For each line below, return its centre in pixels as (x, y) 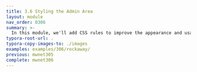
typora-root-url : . (30, 38)
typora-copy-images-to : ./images (47, 44)
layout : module (25, 17)
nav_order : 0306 (26, 22)
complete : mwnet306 (30, 60)
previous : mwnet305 (30, 55)
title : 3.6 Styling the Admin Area (50, 11)
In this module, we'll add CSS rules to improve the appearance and (97, 33)
